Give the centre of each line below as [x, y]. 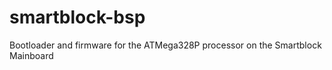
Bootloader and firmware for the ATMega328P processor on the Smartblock [165, 45]
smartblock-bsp [77, 17]
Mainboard [31, 55]
